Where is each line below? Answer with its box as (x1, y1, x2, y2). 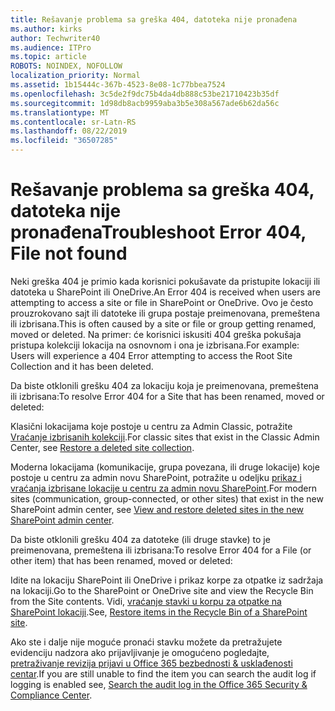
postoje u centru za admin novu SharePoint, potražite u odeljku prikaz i (10, 471, 302, 483)
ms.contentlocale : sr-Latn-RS (10, 117, 137, 127)
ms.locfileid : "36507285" (10, 136, 118, 146)
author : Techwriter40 (10, 33, 101, 43)
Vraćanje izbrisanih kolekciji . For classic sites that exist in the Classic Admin (10, 431, 320, 443)
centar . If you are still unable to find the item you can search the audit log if (10, 667, 317, 680)
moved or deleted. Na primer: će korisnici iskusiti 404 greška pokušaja (10, 328, 302, 340)
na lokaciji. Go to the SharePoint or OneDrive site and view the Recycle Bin (10, 584, 314, 596)
